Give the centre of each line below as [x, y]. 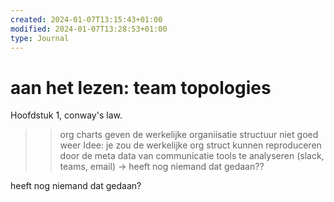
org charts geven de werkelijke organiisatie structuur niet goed [189, 135]
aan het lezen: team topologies [141, 87]
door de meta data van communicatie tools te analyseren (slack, [192, 156]
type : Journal [40, 38]
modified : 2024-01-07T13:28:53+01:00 [89, 29]
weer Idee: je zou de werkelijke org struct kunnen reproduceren [190, 145]
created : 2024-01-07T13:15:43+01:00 [86, 19]
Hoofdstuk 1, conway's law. [66, 115]
